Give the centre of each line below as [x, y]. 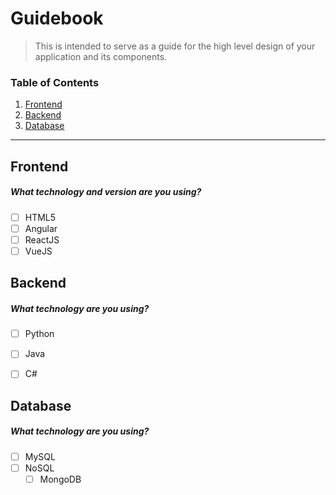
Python [39, 334]
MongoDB [60, 479]
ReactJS [42, 239]
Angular [41, 228]
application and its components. [101, 56]
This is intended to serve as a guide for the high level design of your [175, 46]
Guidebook [57, 18]
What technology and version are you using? [106, 192]
